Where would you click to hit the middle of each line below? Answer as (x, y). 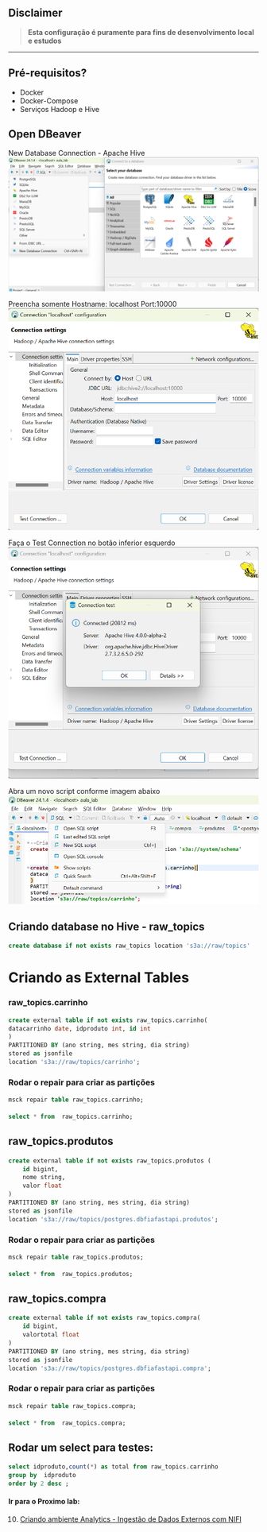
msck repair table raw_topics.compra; (72, 1406)
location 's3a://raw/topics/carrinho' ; (74, 1062)
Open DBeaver (45, 134)
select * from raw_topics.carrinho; (71, 1116)
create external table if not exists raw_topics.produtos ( (110, 1161)
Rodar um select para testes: (81, 1447)
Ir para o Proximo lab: (44, 1502)
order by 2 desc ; (39, 1484)
